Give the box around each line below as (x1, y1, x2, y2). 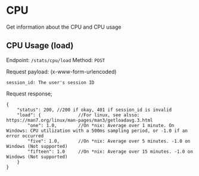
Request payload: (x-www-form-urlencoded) (6, 68, 117, 75)
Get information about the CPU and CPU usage (6, 23, 122, 30)
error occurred (6, 132, 44, 139)
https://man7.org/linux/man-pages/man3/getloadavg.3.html (6, 117, 153, 123)
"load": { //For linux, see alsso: (17, 112, 140, 118)
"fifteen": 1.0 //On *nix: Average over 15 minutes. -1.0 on (27, 149, 194, 155)
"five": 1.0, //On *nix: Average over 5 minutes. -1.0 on (27, 138, 191, 144)
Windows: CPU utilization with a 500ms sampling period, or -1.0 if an (6, 128, 188, 134)
